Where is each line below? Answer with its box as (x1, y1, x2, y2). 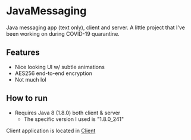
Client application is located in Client (6, 127, 96, 134)
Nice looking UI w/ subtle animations (14, 63, 105, 70)
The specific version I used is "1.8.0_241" (23, 115, 124, 123)
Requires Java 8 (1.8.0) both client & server (14, 109, 121, 116)
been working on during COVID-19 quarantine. (6, 30, 120, 37)
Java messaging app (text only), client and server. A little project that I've (6, 24, 186, 31)
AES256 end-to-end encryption (14, 70, 92, 77)
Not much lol (14, 76, 46, 83)
